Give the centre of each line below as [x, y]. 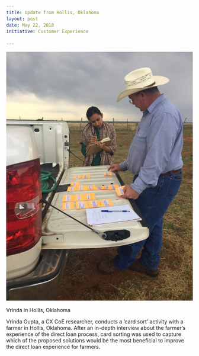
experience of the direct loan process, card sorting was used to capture [94, 334]
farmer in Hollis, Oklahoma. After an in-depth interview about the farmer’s [96, 328]
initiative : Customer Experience [47, 31]
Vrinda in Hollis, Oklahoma [38, 310]
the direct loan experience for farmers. [53, 347]
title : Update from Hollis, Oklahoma [53, 12]
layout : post [22, 19]
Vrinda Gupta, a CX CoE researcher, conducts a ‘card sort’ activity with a [95, 322]
